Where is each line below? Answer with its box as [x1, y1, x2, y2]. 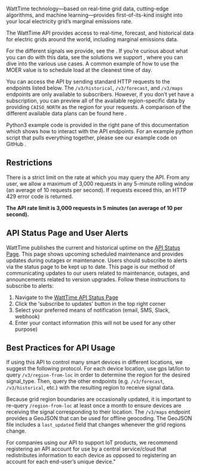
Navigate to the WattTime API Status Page [14, 293, 118, 301]
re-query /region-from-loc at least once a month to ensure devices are [6, 402, 181, 409]
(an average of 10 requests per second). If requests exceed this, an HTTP [6, 186, 187, 193]
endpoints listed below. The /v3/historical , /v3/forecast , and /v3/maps [6, 84, 183, 92]
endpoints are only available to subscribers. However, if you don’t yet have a [6, 91, 194, 98]
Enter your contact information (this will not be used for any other [14, 319, 176, 326]
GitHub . [6, 141, 27, 147]
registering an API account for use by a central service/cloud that [6, 445, 167, 452]
